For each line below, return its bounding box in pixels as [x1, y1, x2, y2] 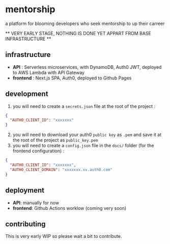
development [5, 90, 48, 98]
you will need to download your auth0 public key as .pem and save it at [12, 131, 162, 138]
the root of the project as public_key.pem [12, 137, 98, 143]
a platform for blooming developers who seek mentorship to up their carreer [5, 20, 165, 26]
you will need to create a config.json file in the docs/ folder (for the [12, 143, 154, 149]
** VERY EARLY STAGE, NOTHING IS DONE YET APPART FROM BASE [5, 30, 152, 36]
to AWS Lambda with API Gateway [12, 69, 85, 75]
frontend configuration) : [12, 148, 65, 154]
